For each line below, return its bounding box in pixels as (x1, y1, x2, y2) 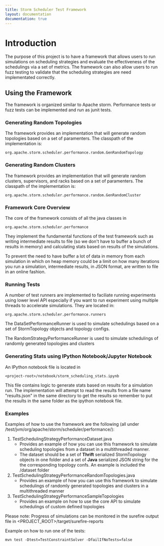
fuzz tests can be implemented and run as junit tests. (5, 107, 112, 113)
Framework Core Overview (5, 204, 70, 211)
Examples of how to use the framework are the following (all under (5, 421, 140, 427)
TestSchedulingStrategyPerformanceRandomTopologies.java (12, 472, 136, 478)
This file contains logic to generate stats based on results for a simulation (5, 382, 153, 388)
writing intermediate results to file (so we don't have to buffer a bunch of (5, 238, 152, 244)
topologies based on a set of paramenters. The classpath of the (5, 135, 134, 141)
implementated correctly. (5, 75, 56, 80)
